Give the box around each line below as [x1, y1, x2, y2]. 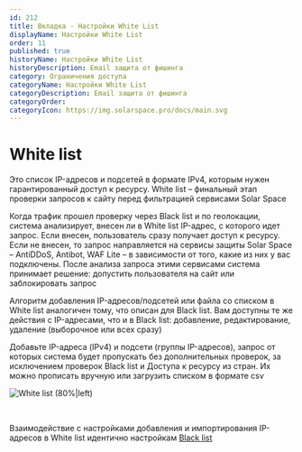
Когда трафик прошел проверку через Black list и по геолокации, [9, 211, 261, 222]
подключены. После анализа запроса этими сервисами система [9, 259, 261, 270]
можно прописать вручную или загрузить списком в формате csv [9, 371, 264, 382]
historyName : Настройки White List [9, 55, 143, 64]
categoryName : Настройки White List [9, 80, 147, 89]
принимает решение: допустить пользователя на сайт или [9, 268, 234, 280]
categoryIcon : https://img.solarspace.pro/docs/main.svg [9, 106, 228, 115]
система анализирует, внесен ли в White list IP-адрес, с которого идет [9, 220, 281, 231]
